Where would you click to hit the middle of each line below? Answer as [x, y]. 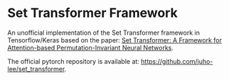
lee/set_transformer [36, 69]
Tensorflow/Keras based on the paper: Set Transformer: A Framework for [115, 40]
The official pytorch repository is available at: [74, 61]
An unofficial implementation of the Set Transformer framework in [104, 33]
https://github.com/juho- [177, 61]
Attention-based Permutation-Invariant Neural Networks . [91, 47]
